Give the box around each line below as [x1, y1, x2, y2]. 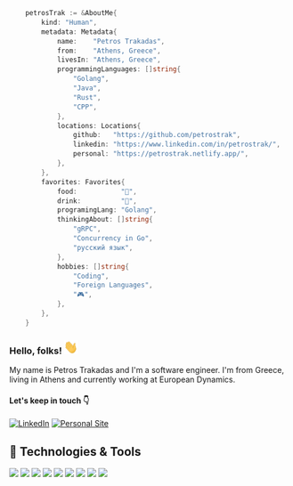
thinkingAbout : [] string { [56, 215, 153, 224]
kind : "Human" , [41, 18, 98, 27]
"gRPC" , [72, 224, 102, 234]
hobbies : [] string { [56, 262, 129, 271]
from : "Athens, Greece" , [56, 46, 162, 55]
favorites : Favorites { [41, 177, 126, 186]
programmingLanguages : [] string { [56, 65, 181, 74]
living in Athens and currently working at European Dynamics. [9, 374, 236, 385]
